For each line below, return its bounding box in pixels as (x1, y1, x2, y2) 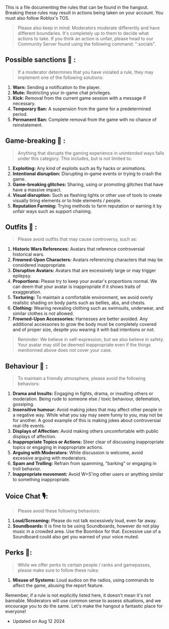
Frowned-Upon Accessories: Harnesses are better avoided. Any (12, 316, 148, 322)
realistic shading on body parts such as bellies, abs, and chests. (12, 300, 146, 306)
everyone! (5, 608, 26, 614)
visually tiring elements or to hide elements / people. (12, 197, 122, 203)
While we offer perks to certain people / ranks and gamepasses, (17, 562, 151, 568)
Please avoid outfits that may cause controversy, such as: (17, 236, 138, 242)
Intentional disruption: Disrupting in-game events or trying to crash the (12, 171, 162, 177)
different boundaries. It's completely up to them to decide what (17, 30, 149, 36)
